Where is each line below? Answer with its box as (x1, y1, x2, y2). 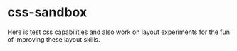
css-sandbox (7, 4, 88, 21)
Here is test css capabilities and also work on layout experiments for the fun (7, 28, 230, 36)
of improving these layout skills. (7, 35, 100, 43)
